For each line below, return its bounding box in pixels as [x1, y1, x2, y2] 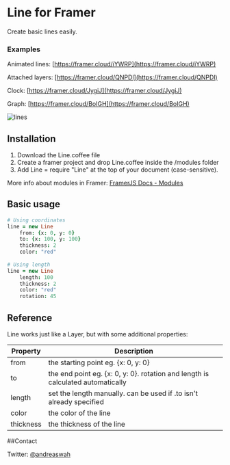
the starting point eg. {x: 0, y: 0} [48, 358, 150, 367]
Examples [7, 44, 41, 54]
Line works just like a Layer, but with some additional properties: [7, 330, 188, 338]
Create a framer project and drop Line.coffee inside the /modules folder [16, 159, 219, 167]
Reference [7, 312, 53, 323]
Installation [7, 133, 56, 144]
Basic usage [7, 198, 60, 210]
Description [114, 347, 154, 356]
